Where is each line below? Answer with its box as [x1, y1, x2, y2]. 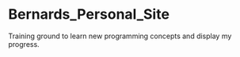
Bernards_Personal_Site [8, 5, 170, 23]
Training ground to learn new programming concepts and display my [8, 31, 232, 41]
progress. [8, 39, 40, 48]
